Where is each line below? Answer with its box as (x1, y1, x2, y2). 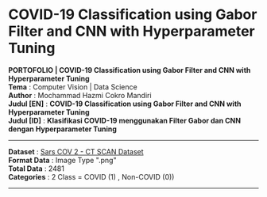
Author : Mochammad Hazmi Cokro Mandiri (8, 90, 153, 100)
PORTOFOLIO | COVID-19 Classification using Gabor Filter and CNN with (8, 65, 251, 74)
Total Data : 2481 (8, 164, 65, 173)
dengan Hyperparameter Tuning (8, 124, 118, 134)
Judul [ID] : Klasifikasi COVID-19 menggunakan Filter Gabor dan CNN (8, 116, 241, 125)
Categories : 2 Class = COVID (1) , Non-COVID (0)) (8, 172, 175, 181)
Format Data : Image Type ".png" (8, 155, 117, 165)
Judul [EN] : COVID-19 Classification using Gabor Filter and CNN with (8, 99, 242, 108)
